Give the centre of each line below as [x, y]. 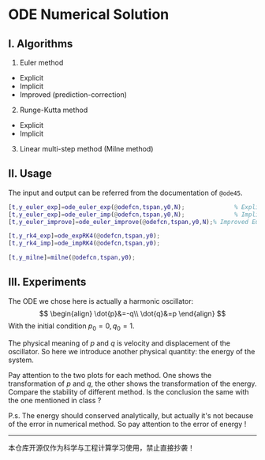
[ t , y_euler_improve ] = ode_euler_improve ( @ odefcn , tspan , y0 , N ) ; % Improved [128, 222]
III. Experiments [47, 282]
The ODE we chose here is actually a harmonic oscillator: [101, 301]
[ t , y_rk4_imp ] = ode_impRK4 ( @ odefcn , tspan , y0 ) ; [84, 243]
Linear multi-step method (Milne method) [86, 149]
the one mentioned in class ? [55, 400]
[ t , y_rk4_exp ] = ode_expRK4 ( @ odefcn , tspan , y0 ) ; [84, 236]
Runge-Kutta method [54, 110]
